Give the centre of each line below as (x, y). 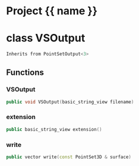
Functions (25, 73)
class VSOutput (46, 38)
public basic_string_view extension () (54, 129)
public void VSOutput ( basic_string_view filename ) (70, 102)
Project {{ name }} (52, 11)
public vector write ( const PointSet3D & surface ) (69, 157)
